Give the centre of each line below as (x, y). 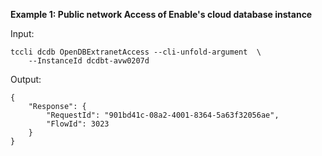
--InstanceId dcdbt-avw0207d (89, 61)
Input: (22, 33)
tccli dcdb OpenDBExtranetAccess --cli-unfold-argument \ (136, 52)
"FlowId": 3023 (78, 124)
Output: (26, 79)
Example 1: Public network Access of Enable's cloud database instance (161, 14)
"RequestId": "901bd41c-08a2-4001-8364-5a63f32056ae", (163, 115)
